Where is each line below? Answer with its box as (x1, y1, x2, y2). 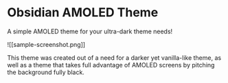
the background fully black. (7, 68, 84, 76)
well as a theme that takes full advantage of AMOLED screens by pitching (7, 61, 215, 69)
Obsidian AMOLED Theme (7, 5, 159, 20)
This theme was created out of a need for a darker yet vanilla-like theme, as (7, 53, 222, 62)
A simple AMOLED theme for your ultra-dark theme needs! (7, 27, 173, 35)
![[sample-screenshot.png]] (7, 40, 86, 48)
